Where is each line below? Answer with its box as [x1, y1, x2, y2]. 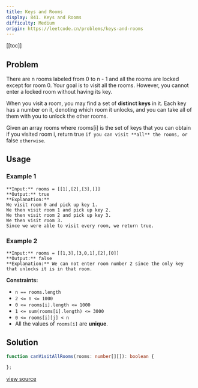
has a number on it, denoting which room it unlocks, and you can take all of [6, 106, 192, 114]
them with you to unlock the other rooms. [6, 112, 108, 120]
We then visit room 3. [6, 217, 63, 223]
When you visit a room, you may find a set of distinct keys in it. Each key [6, 100, 187, 107]
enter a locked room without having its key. [6, 88, 113, 95]
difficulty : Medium [6, 20, 55, 26]
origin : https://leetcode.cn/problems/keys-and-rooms [6, 25, 144, 32]
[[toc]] [6, 42, 22, 49]
